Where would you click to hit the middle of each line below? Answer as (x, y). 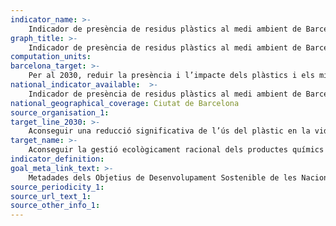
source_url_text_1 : (51, 196)
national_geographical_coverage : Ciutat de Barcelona (125, 103)
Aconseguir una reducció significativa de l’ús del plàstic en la (169, 131)
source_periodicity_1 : (57, 187)
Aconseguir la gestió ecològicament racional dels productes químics (176, 150)
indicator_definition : (57, 159)
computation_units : (51, 57)
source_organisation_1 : (60, 112)
